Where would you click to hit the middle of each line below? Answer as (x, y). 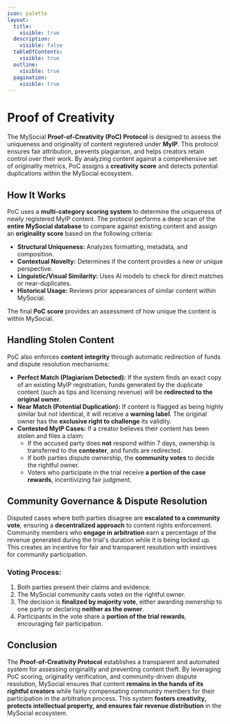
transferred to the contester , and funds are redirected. (105, 450)
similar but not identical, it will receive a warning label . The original (112, 414)
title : (23, 26)
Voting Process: (34, 572)
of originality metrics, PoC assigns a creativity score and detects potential (113, 166)
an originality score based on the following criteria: (80, 233)
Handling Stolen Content (61, 340)
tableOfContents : (38, 52)
